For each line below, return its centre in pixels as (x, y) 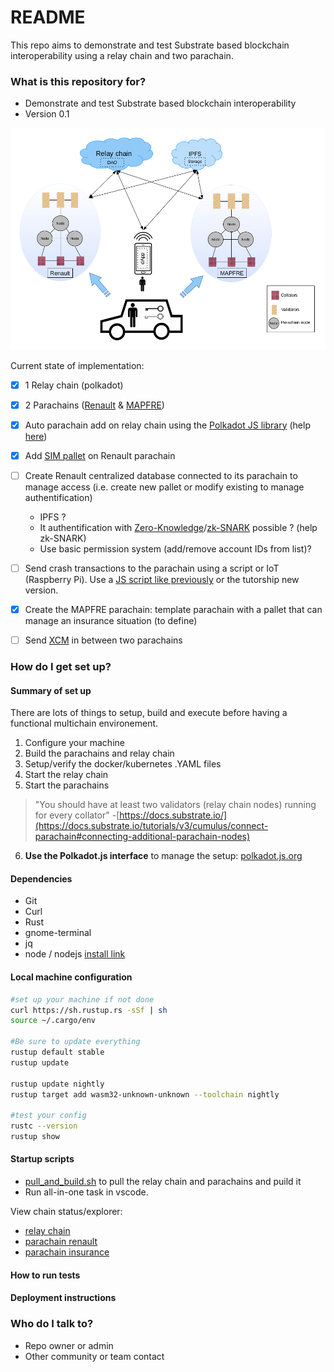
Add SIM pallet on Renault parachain (100, 455)
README (48, 17)
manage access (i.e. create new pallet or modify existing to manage (164, 487)
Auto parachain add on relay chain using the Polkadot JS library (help (167, 425)
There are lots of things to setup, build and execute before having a (149, 713)
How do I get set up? (61, 667)
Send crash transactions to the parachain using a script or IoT (152, 568)
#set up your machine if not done (82, 999)
